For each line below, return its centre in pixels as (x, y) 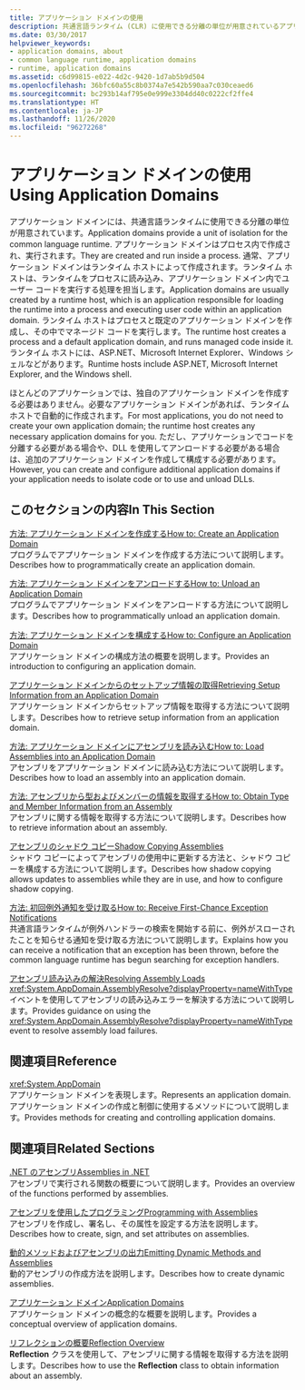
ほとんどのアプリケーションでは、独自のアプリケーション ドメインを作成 (145, 392)
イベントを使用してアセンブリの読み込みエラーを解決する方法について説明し (152, 999)
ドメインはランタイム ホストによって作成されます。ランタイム (167, 266)
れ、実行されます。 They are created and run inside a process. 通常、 (138, 255)
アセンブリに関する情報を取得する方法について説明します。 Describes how (148, 817)
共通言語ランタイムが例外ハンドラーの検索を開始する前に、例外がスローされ (152, 928)
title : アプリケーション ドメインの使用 (76, 18)
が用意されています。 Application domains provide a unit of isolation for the (149, 232)
